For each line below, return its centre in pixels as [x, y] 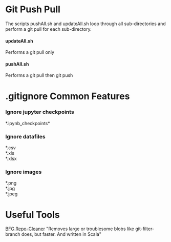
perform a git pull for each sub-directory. [49, 29]
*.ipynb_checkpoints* [28, 123]
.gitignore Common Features [68, 96]
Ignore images [24, 172]
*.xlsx [11, 159]
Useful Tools [33, 215]
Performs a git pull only [30, 52]
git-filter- [145, 229]
